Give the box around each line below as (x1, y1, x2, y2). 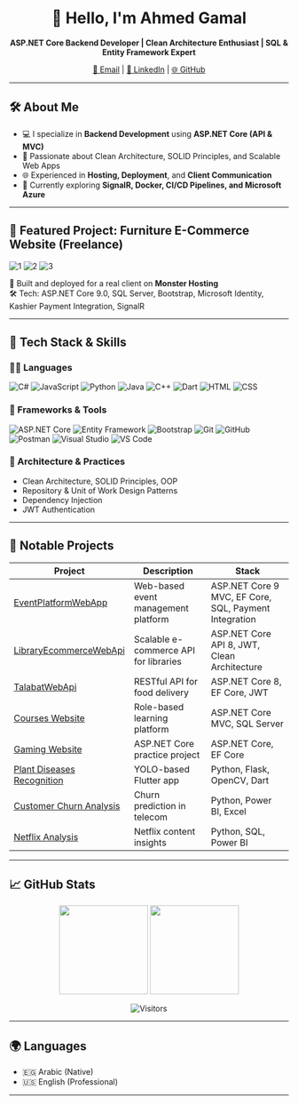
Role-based (133, 701, 184, 713)
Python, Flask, (210, 763, 271, 775)
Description (143, 565, 193, 577)
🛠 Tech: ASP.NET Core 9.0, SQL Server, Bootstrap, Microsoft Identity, (9, 288, 264, 299)
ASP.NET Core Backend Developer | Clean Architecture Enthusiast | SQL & (10, 37, 288, 48)
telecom (133, 811, 169, 823)
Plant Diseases (13, 763, 75, 775)
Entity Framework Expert (101, 46, 197, 57)
